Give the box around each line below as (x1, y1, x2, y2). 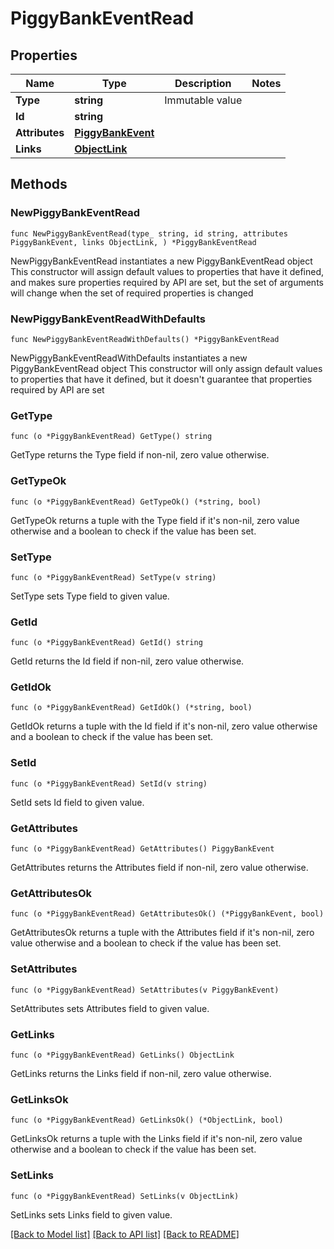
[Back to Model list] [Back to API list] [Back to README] (10, 1228, 240, 1240)
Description (174, 77, 232, 90)
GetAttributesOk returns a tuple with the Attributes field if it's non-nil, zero (10, 927, 315, 939)
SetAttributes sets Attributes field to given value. (10, 1002, 210, 1014)
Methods (10, 176, 68, 193)
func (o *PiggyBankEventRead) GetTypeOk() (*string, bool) (10, 497, 262, 507)
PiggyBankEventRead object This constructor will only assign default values (10, 362, 323, 374)
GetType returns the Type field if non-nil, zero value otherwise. (10, 449, 270, 461)
